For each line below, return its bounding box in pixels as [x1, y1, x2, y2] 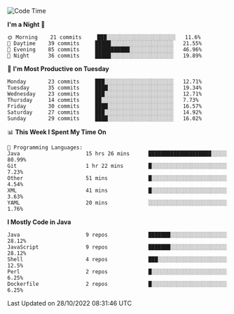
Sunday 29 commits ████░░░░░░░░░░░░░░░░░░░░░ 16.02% [7, 115, 202, 122]
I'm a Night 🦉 [7, 20, 46, 28]
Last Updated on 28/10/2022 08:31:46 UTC [7, 299, 132, 307]
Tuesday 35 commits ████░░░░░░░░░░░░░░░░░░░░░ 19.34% [7, 84, 202, 91]
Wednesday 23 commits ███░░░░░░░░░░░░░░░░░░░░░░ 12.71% [7, 91, 202, 98]
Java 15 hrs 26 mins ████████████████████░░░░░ [7, 150, 228, 157]
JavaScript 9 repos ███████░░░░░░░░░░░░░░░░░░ [7, 244, 228, 251]
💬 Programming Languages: [7, 144, 83, 151]
